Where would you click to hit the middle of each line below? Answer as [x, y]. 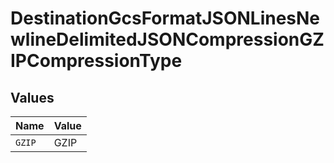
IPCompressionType [96, 61]
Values [32, 97]
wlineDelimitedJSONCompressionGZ [167, 39]
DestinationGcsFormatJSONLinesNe [165, 18]
